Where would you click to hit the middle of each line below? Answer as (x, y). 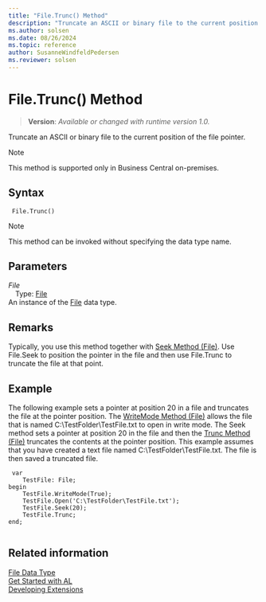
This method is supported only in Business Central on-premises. (113, 167)
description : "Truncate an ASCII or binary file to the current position (133, 23)
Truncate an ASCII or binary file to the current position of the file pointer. (127, 137)
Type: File (31, 294)
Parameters (38, 266)
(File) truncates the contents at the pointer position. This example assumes (131, 442)
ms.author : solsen (39, 30)
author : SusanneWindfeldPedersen (64, 53)
